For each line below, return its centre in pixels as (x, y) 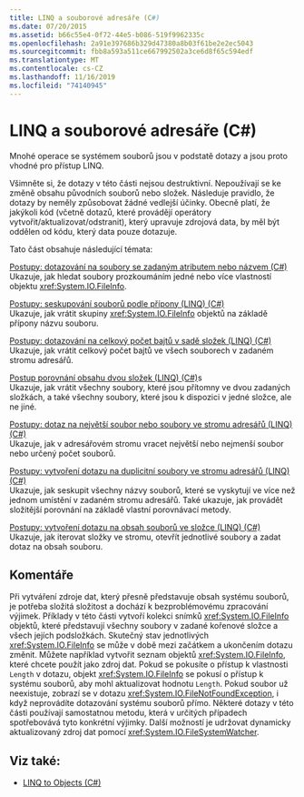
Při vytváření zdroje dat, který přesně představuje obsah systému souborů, (149, 597)
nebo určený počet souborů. (63, 453)
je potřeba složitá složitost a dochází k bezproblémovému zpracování (139, 607)
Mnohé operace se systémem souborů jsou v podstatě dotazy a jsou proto (149, 156)
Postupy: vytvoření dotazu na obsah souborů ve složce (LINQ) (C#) (135, 527)
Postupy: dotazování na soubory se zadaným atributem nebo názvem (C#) (148, 267)
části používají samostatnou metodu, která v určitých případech (128, 713)
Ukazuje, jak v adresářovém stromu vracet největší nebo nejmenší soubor (147, 443)
